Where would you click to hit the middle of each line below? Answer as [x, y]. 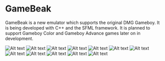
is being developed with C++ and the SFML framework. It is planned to [78, 27]
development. [19, 38]
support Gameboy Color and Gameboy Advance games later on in [73, 33]
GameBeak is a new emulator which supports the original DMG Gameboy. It [82, 22]
